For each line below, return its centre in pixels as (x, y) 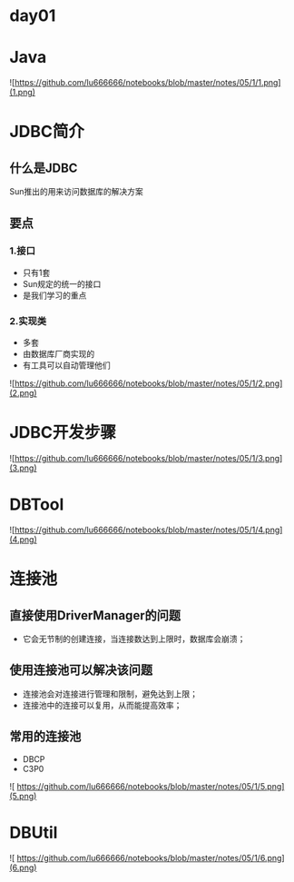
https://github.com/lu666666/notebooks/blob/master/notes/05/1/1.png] (148, 83)
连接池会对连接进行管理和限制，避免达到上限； (110, 694)
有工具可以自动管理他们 (66, 365)
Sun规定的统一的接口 (62, 283)
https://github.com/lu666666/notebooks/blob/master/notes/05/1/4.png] (149, 530)
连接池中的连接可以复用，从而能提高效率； (102, 705)
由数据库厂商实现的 (59, 354)
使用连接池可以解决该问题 (81, 670)
